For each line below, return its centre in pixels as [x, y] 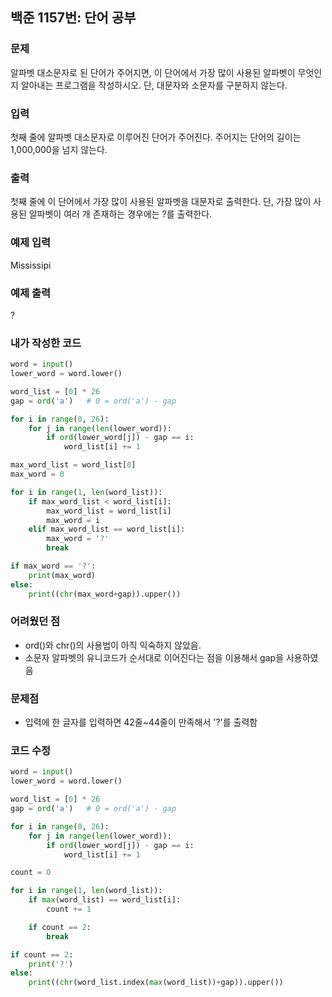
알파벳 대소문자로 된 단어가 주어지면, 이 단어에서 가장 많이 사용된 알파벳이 [153, 72]
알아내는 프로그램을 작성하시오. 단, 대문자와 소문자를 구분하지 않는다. [154, 85]
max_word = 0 [37, 474]
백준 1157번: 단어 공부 [73, 18]
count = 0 [31, 873]
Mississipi [31, 265]
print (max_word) [62, 575]
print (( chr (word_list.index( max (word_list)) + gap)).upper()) [156, 983]
